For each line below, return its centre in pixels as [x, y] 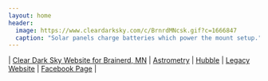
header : [21, 23]
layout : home [30, 15]
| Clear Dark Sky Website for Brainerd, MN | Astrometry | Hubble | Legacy [129, 60]
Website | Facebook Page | [53, 69]
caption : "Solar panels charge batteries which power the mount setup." [139, 38]
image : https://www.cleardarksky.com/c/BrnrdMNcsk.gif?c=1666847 [126, 30]
